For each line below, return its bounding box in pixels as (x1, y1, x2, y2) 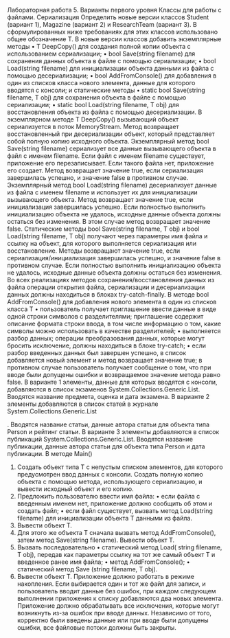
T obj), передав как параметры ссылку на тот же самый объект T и (16, 551, 216, 558)
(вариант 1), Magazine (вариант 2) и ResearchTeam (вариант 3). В (7, 21, 197, 28)
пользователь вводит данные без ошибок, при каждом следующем (16, 587, 216, 595)
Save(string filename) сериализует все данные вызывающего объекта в (7, 144, 216, 152)
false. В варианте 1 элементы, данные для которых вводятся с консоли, (7, 378, 218, 386)
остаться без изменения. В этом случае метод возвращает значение (7, 218, 211, 225)
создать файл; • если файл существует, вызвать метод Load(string (16, 507, 213, 514)
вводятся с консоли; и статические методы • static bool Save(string (7, 86, 205, 94)
